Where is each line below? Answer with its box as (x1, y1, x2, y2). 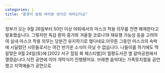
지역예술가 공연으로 (14, 62, 52, 69)
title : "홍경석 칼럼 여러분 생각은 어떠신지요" (5, 12, 88, 17)
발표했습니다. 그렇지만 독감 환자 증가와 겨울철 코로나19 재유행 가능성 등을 (5, 32, 145, 38)
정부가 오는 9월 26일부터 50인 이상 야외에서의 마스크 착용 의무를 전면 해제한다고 (5, 25, 159, 32)
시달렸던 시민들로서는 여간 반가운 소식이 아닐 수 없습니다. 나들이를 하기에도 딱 (10, 44, 159, 50)
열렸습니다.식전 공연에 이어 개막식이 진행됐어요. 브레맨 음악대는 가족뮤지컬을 (5, 56, 151, 62)
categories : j (5, 7, 34, 12)
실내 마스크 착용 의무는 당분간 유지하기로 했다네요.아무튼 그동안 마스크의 (10, 38, 149, 44)
